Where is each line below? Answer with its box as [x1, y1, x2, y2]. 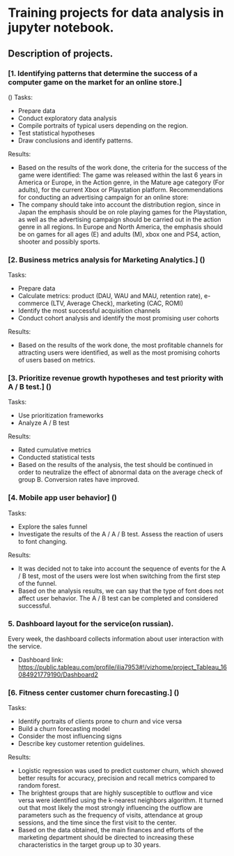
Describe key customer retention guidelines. [17, 739, 146, 748]
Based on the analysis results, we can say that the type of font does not [17, 586, 224, 595]
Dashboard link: [17, 656, 63, 664]
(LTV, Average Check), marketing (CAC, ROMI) [50, 299, 184, 308]
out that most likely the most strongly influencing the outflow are [17, 804, 203, 812]
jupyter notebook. [8, 20, 114, 36]
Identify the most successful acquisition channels [17, 307, 161, 315]
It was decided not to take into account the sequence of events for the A [17, 564, 226, 573]
